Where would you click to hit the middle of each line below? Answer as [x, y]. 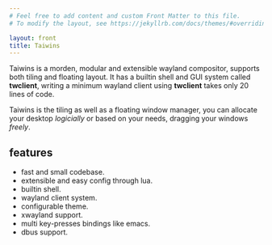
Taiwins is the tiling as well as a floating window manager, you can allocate [133, 110]
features [31, 152]
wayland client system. [59, 198]
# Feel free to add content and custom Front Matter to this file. [125, 16]
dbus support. [44, 232]
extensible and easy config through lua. [86, 181]
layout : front [33, 38]
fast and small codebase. [63, 172]
